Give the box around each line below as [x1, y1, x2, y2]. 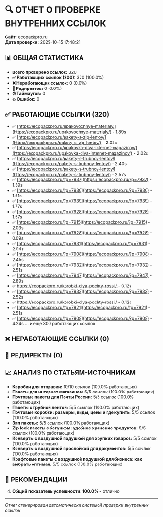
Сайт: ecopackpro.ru [5, 34, 48, 40]
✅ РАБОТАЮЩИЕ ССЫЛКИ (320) [5, 110, 110, 119]
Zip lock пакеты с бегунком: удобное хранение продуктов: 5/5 [12, 425, 146, 431]
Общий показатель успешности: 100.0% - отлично [12, 488, 120, 494]
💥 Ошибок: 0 [12, 96, 40, 102]
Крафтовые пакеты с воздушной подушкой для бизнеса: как [12, 456, 142, 462]
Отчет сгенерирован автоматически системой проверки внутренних [5, 502, 149, 508]
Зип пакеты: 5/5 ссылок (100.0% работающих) [12, 420, 110, 426]
